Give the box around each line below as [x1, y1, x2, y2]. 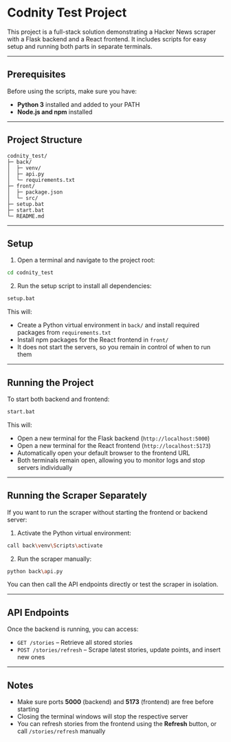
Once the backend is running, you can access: [7, 625, 139, 633]
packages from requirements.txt [16, 329, 111, 337]
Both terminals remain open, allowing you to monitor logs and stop [16, 456, 205, 464]
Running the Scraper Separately [7, 490, 148, 502]
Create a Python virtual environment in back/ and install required [16, 321, 199, 329]
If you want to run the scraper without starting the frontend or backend [7, 508, 208, 516]
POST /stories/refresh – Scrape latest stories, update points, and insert [16, 646, 221, 654]
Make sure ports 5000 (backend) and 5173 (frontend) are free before [16, 698, 214, 705]
